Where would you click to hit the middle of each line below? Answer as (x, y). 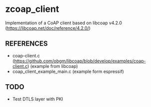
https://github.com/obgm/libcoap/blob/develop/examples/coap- (80, 61)
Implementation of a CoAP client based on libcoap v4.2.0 (64, 23)
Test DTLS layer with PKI (38, 99)
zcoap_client (32, 9)
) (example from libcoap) (53, 66)
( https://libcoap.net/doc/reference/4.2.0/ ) (48, 28)
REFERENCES (27, 44)
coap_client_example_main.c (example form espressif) (68, 71)
